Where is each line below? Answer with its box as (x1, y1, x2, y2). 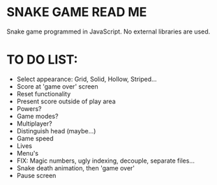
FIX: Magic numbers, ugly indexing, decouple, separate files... (16, 156, 195, 165)
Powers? (16, 104, 42, 112)
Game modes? (16, 112, 59, 120)
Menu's (16, 149, 39, 157)
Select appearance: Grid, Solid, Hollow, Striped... (16, 75, 158, 83)
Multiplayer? (16, 119, 53, 128)
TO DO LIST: (6, 52, 78, 68)
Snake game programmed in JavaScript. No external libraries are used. (6, 27, 211, 36)
